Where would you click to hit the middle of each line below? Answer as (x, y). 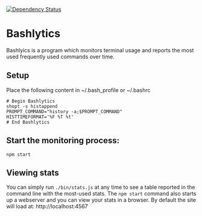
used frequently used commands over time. (60, 57)
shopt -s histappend (32, 106)
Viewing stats (33, 172)
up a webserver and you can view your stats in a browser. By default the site (101, 200)
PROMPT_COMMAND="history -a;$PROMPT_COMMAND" (64, 111)
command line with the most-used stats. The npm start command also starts (101, 194)
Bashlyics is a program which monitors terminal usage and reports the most (100, 50)
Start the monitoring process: (63, 140)
